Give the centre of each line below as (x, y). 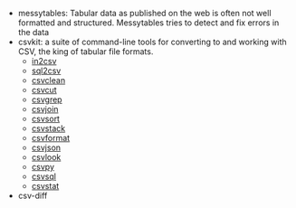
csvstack (48, 128)
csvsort (46, 118)
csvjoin (45, 109)
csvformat (51, 138)
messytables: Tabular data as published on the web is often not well (144, 13)
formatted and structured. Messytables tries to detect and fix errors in (148, 23)
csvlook (46, 157)
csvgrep (47, 99)
